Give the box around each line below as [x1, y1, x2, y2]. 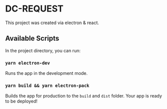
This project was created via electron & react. [5, 20, 99, 26]
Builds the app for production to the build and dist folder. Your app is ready [5, 93, 162, 99]
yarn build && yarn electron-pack [5, 82, 89, 88]
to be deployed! [5, 98, 38, 104]
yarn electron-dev [5, 60, 50, 66]
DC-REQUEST [5, 3, 64, 15]
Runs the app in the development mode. [5, 70, 88, 76]
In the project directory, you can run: [5, 47, 81, 53]
